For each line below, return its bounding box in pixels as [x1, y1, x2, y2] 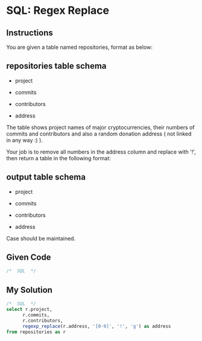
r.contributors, [22, 318, 63, 324]
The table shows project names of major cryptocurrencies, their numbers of [6, 124, 195, 131]
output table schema [6, 172, 86, 183]
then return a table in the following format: [6, 154, 112, 161]
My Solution [6, 284, 53, 295]
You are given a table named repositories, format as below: [6, 43, 153, 51]
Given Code [6, 252, 51, 263]
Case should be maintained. [6, 234, 76, 242]
